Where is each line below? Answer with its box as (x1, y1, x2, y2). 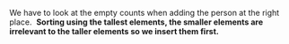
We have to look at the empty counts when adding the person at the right (9, 8, 280, 18)
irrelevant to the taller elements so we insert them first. (9, 26, 220, 36)
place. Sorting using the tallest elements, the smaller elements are (9, 17, 263, 27)
